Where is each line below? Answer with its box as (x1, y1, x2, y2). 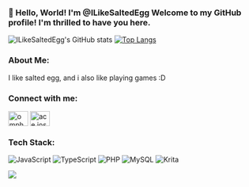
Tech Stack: (8, 136, 55, 147)
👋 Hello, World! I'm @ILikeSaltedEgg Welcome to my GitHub (8, 7, 242, 18)
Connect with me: (8, 93, 78, 104)
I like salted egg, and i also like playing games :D (8, 73, 166, 82)
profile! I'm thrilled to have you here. (8, 17, 151, 28)
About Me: (8, 55, 50, 66)
